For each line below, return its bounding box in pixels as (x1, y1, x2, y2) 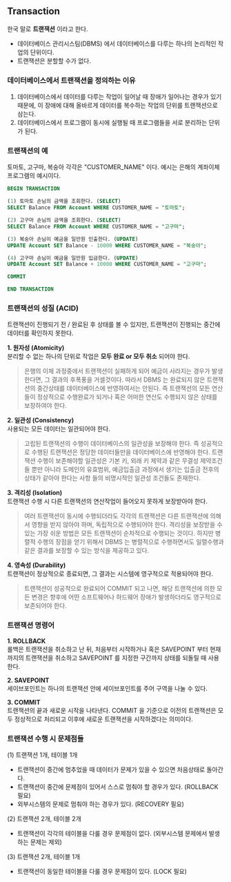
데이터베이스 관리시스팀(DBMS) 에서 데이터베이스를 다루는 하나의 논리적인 (17, 39, 217, 48)
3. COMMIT (7, 698, 41, 706)
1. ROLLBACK (7, 636, 46, 645)
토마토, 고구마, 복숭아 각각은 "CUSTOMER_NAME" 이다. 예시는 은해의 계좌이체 (7, 163, 220, 171)
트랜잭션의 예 (7, 146, 48, 156)
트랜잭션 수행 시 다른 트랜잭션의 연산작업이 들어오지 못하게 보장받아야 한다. (7, 497, 208, 506)
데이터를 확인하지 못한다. (7, 329, 74, 337)
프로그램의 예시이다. (7, 172, 61, 180)
